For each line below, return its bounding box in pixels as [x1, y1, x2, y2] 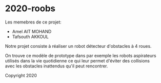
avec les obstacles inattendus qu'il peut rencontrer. [5, 63, 108, 69]
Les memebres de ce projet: [5, 19, 62, 25]
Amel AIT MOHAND [12, 28, 52, 34]
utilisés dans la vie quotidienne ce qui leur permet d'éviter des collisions [5, 58, 150, 63]
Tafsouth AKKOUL [12, 34, 49, 40]
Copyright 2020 [5, 72, 37, 78]
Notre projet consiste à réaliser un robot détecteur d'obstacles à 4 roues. [5, 43, 152, 49]
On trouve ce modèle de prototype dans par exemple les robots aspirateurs [5, 52, 157, 59]
